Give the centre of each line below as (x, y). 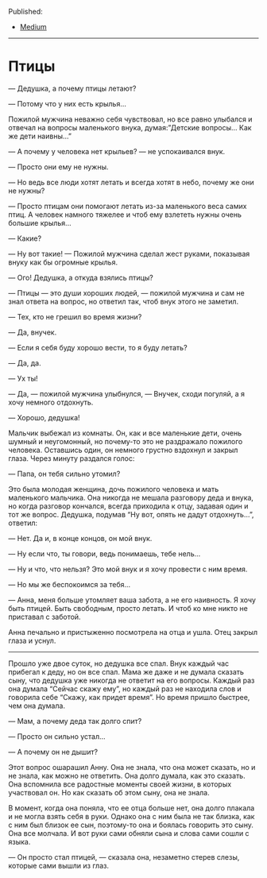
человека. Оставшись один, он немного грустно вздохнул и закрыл (123, 450)
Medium (33, 27)
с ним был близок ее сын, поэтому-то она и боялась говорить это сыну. (131, 825)
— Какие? (25, 238)
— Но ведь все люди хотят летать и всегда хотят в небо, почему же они (131, 182)
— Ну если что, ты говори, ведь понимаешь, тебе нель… (104, 553)
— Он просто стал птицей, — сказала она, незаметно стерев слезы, (124, 857)
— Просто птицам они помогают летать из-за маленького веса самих (128, 206)
